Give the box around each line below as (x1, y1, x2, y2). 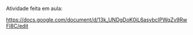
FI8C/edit (6, 23, 29, 29)
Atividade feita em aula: (6, 5, 63, 12)
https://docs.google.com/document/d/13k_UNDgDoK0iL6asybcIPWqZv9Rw (6, 16, 188, 23)
